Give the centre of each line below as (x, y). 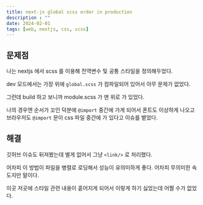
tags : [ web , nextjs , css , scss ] (47, 29)
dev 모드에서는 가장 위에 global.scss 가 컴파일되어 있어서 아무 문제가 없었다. (98, 84)
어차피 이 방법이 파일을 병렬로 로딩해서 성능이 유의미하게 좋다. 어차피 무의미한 (98, 167)
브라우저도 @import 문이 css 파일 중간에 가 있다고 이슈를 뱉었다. (82, 118)
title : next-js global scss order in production (69, 12)
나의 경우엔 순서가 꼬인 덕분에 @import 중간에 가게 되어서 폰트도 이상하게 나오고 (101, 110)
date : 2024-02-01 (28, 23)
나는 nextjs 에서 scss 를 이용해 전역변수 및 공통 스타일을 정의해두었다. (90, 71)
